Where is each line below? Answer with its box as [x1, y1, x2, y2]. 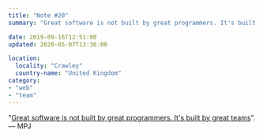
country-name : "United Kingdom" [15, 69, 122, 77]
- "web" [8, 83, 34, 91]
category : [8, 76, 41, 84]
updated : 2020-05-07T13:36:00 [8, 40, 108, 48]
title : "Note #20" [8, 11, 69, 20]
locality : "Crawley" [15, 62, 83, 70]
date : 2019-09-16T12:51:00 [8, 33, 97, 41]
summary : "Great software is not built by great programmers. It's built [8, 19, 257, 27]
